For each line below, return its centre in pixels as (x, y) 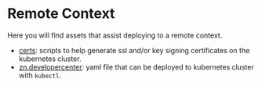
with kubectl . (40, 75)
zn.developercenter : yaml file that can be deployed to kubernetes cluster (136, 66)
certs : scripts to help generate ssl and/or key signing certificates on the (134, 50)
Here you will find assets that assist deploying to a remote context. (115, 35)
